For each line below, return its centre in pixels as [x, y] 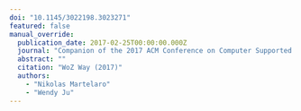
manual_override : [42, 34]
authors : [34, 76]
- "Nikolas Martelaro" [68, 84]
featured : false [40, 26]
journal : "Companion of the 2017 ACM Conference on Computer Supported [155, 51]
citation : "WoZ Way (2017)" [70, 68]
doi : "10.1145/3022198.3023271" [70, 17]
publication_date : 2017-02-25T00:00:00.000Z [102, 43]
